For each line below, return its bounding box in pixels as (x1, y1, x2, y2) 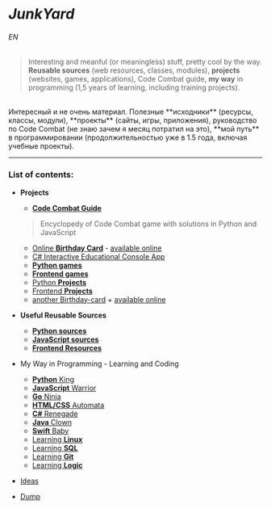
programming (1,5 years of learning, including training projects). (27, 82, 240, 93)
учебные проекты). (8, 141, 75, 151)
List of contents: (8, 169, 74, 180)
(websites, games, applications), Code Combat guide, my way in (27, 74, 244, 84)
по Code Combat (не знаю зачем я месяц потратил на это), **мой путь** (8, 124, 260, 134)
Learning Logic (31, 460, 83, 469)
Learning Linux (31, 434, 83, 444)
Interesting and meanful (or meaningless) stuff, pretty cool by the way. (27, 57, 262, 67)
